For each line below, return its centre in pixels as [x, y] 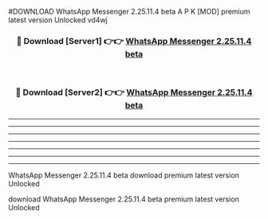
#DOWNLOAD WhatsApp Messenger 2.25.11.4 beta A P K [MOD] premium [129, 12]
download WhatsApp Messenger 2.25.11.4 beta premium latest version [124, 199]
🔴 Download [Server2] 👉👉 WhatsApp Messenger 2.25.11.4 [134, 92]
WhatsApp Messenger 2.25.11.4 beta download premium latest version [124, 175]
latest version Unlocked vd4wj [58, 20]
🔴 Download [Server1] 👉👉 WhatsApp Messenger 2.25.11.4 [134, 41]
